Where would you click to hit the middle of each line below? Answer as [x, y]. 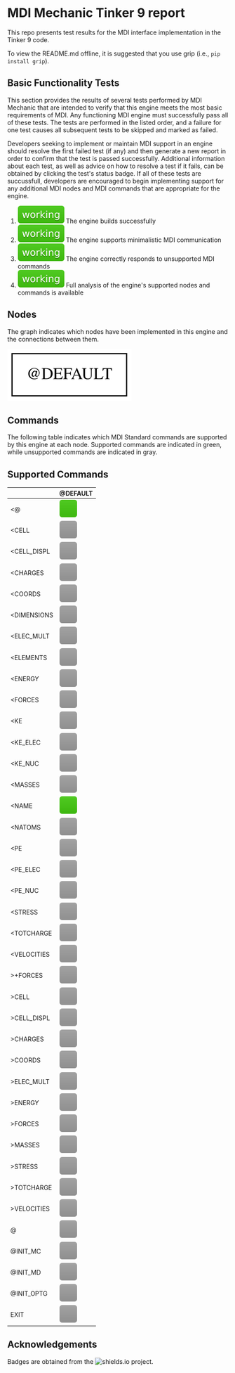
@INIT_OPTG [29, 1294]
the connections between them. [53, 339]
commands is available [51, 292]
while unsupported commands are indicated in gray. [82, 452]
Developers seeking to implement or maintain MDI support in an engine [110, 143]
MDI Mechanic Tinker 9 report [96, 13]
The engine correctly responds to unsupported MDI [140, 259]
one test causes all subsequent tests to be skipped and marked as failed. [113, 130]
